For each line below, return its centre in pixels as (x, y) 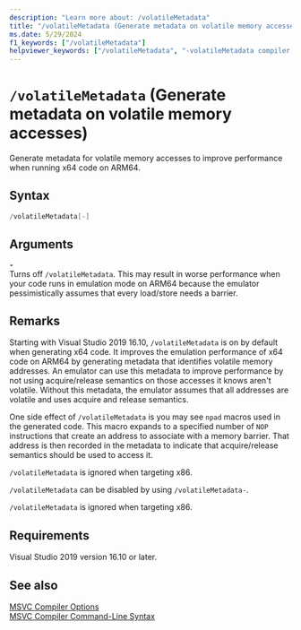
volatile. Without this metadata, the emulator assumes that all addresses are (149, 390)
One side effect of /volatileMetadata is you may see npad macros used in (145, 417)
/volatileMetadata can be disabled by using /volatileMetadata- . (129, 490)
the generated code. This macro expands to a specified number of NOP (139, 427)
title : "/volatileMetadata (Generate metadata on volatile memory (136, 26)
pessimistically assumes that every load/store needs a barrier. (124, 293)
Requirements (49, 535)
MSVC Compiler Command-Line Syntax (82, 616)
